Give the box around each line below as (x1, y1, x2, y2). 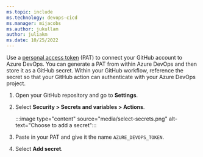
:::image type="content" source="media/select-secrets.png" (15, 115, 168, 122)
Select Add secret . (15, 145, 63, 152)
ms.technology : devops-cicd (6, 15, 78, 21)
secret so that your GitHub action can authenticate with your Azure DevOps (6, 74, 196, 80)
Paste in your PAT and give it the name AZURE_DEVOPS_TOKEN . (15, 133, 165, 141)
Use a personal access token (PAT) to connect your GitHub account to (6, 54, 183, 61)
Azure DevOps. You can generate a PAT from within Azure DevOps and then (6, 60, 197, 68)
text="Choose (15, 122, 51, 128)
